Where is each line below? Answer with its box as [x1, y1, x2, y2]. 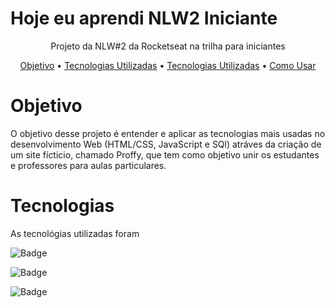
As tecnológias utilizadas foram [10, 227, 140, 239]
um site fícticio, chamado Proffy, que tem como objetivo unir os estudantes [10, 148, 320, 161]
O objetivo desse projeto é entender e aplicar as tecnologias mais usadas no [10, 127, 326, 139]
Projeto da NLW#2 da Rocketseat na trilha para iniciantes [50, 40, 286, 52]
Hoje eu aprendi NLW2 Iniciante [10, 7, 278, 30]
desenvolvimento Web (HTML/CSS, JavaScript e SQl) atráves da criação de [10, 138, 322, 150]
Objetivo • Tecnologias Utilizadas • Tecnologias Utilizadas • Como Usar [19, 59, 317, 71]
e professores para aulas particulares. [10, 159, 167, 171]
